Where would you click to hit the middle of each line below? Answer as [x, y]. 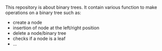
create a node [27, 22]
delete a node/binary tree [39, 33]
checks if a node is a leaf [39, 38]
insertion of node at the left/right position [56, 28]
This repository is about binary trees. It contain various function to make [81, 7]
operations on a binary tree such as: [43, 13]
